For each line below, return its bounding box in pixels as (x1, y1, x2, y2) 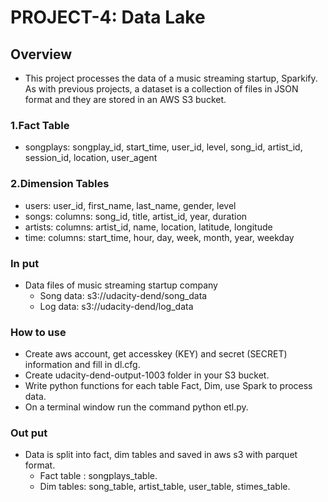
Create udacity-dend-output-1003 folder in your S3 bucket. (24, 369, 270, 381)
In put (10, 256, 40, 270)
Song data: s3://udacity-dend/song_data (39, 289, 208, 301)
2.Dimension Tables (10, 177, 110, 191)
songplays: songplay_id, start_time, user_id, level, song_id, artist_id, (24, 141, 303, 153)
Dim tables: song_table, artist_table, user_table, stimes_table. (39, 481, 291, 493)
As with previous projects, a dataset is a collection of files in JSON (24, 83, 299, 95)
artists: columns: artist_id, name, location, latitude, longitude (24, 221, 273, 233)
